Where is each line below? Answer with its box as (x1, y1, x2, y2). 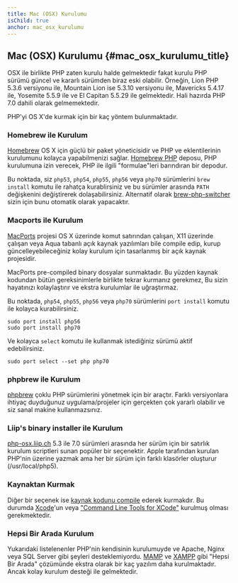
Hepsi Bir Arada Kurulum (7, 528, 94, 538)
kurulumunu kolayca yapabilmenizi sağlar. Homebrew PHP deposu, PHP (7, 154, 217, 162)
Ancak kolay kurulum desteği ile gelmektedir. (7, 567, 138, 575)
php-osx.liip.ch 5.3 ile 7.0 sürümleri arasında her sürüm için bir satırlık (7, 439, 210, 448)
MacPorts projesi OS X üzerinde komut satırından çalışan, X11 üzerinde (7, 231, 214, 240)
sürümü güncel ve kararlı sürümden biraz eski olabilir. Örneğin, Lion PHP (7, 76, 219, 85)
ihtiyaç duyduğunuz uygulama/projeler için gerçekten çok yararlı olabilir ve (7, 398, 225, 406)
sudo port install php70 (7, 324, 81, 331)
